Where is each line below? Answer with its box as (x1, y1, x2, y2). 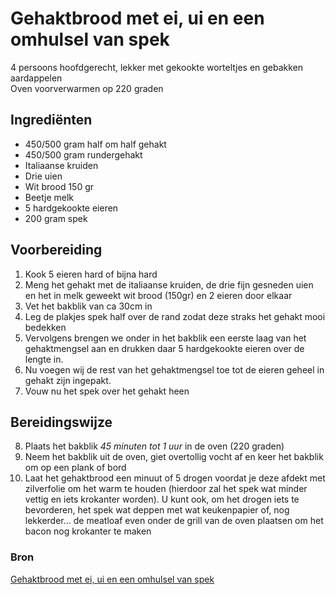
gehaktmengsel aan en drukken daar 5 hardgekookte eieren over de (24, 342, 305, 354)
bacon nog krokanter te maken (24, 525, 152, 537)
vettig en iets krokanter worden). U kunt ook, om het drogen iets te (24, 493, 300, 506)
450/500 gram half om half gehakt (24, 138, 167, 150)
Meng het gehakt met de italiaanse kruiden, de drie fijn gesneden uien (24, 278, 314, 291)
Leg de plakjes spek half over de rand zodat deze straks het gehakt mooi (24, 310, 326, 322)
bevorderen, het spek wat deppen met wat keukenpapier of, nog (24, 504, 290, 516)
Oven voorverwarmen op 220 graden (10, 82, 164, 94)
